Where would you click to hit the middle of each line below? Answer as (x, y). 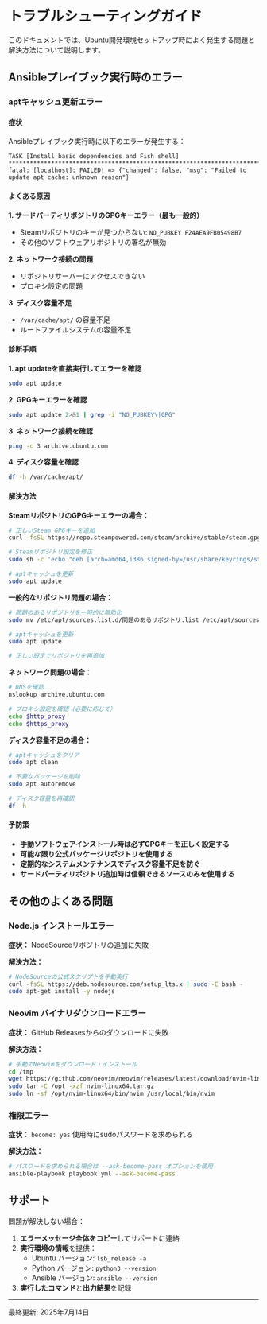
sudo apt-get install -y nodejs (62, 992)
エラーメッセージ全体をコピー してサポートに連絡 (100, 1238)
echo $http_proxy (37, 716)
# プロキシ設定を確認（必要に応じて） (62, 709)
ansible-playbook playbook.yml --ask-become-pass (92, 1174)
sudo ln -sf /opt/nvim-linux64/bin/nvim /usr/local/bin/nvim (112, 1094)
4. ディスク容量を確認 (44, 462)
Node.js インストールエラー (61, 926)
